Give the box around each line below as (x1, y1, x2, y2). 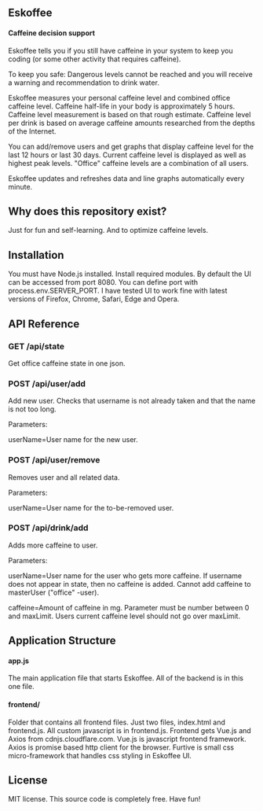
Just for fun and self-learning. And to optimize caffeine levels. (8, 226, 209, 235)
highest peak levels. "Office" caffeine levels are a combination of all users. (8, 158, 249, 168)
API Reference (8, 317, 80, 330)
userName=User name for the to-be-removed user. (8, 503, 174, 512)
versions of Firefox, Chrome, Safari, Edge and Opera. (8, 294, 180, 304)
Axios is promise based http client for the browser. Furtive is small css (8, 743, 235, 752)
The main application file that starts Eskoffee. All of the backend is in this (8, 673, 243, 683)
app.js (8, 656, 30, 665)
